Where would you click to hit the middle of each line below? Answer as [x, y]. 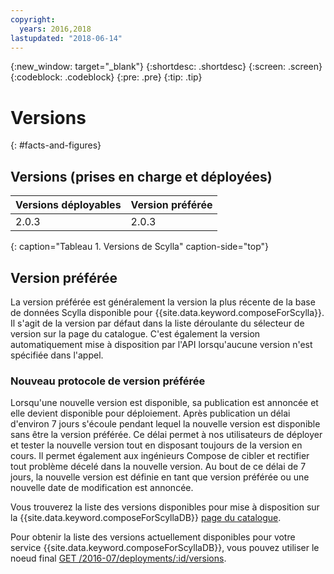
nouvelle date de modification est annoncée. [102, 488]
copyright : [33, 19]
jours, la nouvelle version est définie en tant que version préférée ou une [160, 477]
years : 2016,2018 [55, 29]
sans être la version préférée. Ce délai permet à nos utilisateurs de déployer [166, 435]
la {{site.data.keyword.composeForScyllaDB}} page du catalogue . [146, 518]
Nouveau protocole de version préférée [108, 381]
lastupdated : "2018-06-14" [66, 38]
